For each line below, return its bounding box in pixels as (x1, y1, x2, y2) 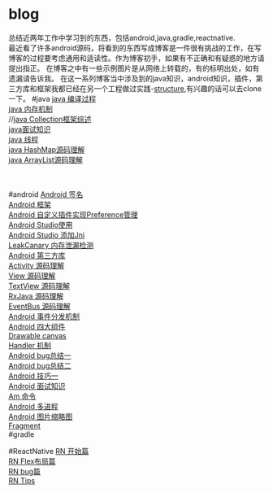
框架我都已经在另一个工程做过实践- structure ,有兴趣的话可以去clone (36, 83, 262, 94)
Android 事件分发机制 (8, 311, 80, 321)
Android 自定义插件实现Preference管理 (8, 209, 138, 220)
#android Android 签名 (8, 189, 84, 199)
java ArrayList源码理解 (8, 155, 83, 164)
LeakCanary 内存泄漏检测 (8, 240, 94, 250)
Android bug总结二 (8, 360, 71, 370)
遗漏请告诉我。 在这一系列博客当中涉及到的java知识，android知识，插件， (8, 73, 256, 83)
